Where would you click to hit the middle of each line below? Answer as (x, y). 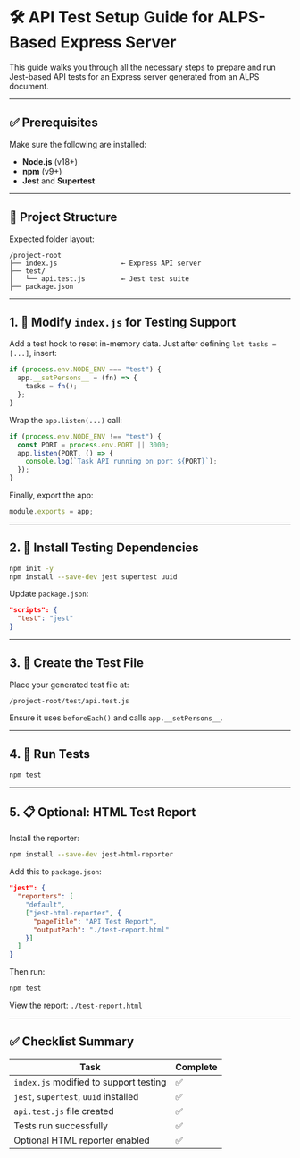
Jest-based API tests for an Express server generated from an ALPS (134, 76)
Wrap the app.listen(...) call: (66, 420)
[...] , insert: (33, 353)
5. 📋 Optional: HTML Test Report (103, 812)
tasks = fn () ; (51, 387)
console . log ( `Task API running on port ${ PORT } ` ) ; (121, 462)
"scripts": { (33, 610)
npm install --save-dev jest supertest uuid (93, 577)
